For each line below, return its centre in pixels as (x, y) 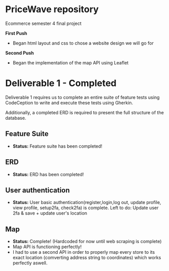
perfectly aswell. (30, 263)
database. (16, 118)
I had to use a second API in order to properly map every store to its (84, 252)
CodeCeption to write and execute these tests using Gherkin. (69, 103)
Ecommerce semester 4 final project (43, 23)
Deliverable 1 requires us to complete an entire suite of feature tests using (82, 97)
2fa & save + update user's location (50, 213)
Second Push (20, 53)
